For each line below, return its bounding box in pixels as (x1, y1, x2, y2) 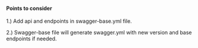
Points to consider (6, 5, 52, 12)
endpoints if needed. (6, 35, 57, 42)
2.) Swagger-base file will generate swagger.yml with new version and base (6, 29, 192, 36)
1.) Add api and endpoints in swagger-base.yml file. (6, 18, 132, 25)
